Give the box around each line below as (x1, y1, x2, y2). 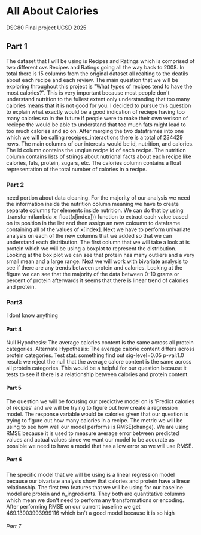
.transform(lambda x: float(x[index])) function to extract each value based (6, 213, 188, 220)
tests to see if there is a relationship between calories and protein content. (6, 370, 190, 378)
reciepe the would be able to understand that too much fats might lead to (6, 121, 187, 128)
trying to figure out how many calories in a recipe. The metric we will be (6, 416, 183, 424)
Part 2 (6, 180, 25, 189)
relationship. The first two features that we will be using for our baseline (6, 483, 184, 491)
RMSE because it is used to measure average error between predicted (6, 430, 179, 437)
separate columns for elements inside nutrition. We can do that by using (6, 207, 184, 214)
